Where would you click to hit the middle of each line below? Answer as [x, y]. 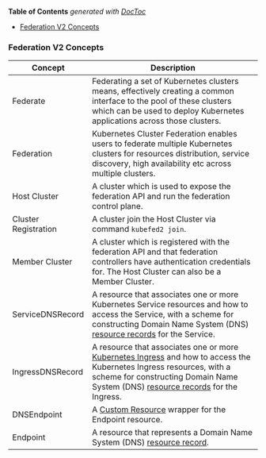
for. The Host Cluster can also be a [157, 271]
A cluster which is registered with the [161, 242]
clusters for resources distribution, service [171, 154]
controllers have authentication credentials [171, 262]
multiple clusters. [124, 174]
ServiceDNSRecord [48, 314]
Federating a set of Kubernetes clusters [165, 81]
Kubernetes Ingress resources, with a [161, 367]
